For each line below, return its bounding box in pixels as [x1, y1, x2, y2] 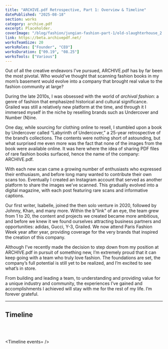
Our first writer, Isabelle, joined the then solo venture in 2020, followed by [5, 203, 156, 209]
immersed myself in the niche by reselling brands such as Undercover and [5, 109, 158, 115]
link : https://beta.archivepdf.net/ [5, 36, 81, 41]
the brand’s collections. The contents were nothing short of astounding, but [5, 135, 161, 141]
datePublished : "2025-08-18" [5, 12, 66, 17]
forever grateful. [5, 291, 39, 297]
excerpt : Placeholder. [5, 26, 52, 31]
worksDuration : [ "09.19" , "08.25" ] [5, 49, 79, 54]
